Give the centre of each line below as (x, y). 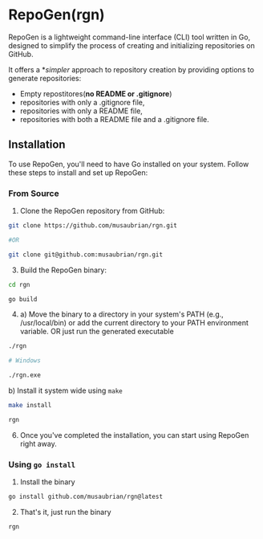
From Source (34, 193)
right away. (38, 443)
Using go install (42, 464)
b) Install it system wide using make (65, 390)
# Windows (25, 361)
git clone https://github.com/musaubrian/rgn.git (93, 226)
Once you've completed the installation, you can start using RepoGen (134, 435)
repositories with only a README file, (81, 111)
